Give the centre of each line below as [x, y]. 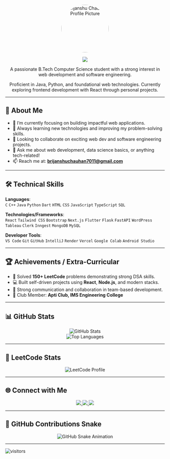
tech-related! [26, 155]
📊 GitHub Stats [30, 316]
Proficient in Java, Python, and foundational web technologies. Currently [85, 84]
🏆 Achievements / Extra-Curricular [62, 262]
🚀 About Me [24, 111]
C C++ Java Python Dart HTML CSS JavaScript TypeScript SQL [65, 205]
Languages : [18, 199]
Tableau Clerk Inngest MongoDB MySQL [43, 225]
